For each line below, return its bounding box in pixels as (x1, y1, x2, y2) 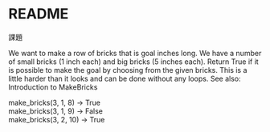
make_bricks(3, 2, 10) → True (8, 114, 105, 124)
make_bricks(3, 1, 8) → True (8, 98, 100, 107)
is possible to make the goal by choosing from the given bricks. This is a (8, 65, 247, 74)
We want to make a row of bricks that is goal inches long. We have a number (8, 48, 262, 58)
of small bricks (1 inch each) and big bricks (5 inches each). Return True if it (8, 57, 259, 66)
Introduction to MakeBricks (8, 82, 98, 92)
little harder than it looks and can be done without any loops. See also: (8, 74, 241, 83)
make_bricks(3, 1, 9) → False (8, 106, 103, 116)
